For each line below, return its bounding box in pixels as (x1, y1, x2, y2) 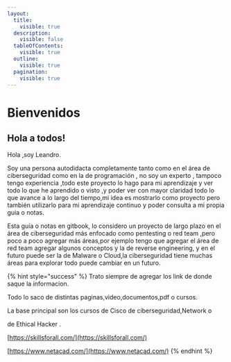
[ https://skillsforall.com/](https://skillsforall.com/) (7, 334, 148, 342)
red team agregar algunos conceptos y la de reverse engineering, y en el (7, 244, 215, 252)
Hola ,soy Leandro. (7, 151, 61, 159)
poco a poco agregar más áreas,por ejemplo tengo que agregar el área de (7, 237, 219, 245)
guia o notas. (7, 208, 44, 217)
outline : (13, 56, 39, 63)
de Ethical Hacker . (7, 320, 61, 329)
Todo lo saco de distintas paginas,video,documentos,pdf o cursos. (7, 293, 198, 302)
